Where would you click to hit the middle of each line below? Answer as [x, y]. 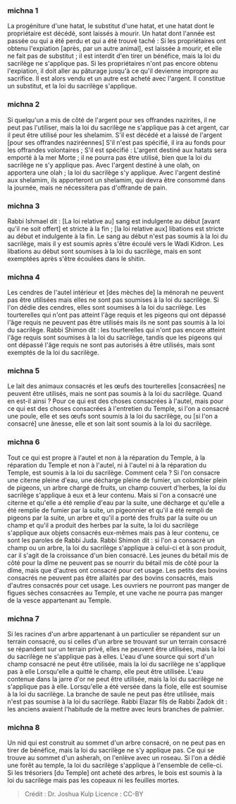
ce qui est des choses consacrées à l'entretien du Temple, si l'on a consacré [118, 409]
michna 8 [24, 727]
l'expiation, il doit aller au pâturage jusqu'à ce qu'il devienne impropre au [113, 71]
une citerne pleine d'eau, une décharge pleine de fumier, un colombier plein [117, 480]
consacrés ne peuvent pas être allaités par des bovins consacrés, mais [110, 578]
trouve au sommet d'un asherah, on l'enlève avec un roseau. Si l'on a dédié [116, 758]
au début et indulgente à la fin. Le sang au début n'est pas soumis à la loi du [118, 236]
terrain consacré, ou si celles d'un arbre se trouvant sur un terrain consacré [117, 641]
